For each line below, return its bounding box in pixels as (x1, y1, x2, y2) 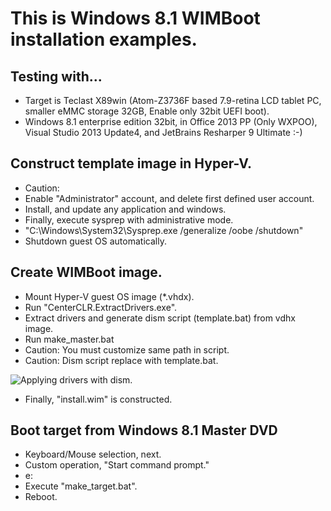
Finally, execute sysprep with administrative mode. (24, 213, 234, 226)
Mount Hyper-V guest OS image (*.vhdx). (24, 290, 195, 302)
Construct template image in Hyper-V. (10, 155, 252, 172)
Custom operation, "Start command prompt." (24, 459, 210, 471)
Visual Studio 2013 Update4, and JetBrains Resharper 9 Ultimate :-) (24, 127, 303, 138)
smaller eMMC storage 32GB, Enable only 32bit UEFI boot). (24, 105, 270, 117)
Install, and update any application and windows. (24, 203, 227, 215)
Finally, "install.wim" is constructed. (24, 393, 173, 405)
